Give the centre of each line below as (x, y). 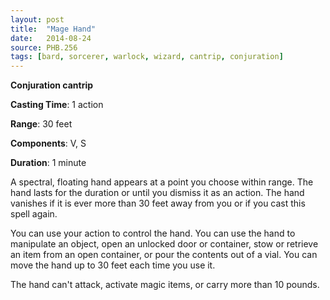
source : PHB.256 (44, 47)
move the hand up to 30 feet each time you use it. (113, 265)
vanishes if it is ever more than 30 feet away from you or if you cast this (158, 203)
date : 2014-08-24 (51, 38)
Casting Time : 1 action (57, 105)
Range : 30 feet (41, 124)
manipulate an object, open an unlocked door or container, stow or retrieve (164, 244)
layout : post (37, 19)
